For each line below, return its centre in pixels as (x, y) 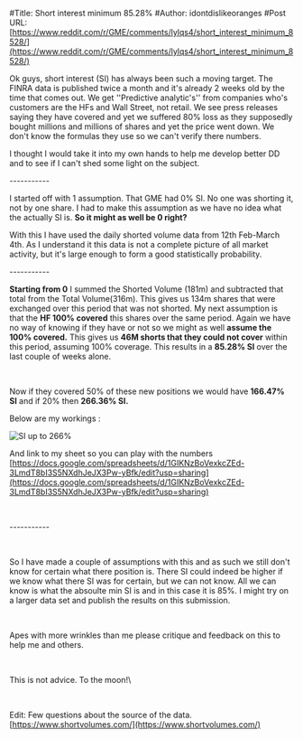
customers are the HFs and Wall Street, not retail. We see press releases (143, 107)
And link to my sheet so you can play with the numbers (111, 454)
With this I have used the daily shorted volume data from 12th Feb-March (145, 235)
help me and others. (46, 645)
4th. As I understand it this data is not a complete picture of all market (139, 244)
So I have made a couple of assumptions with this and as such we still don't (150, 562)
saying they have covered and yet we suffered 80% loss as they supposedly (151, 117)
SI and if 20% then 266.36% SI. (69, 401)
